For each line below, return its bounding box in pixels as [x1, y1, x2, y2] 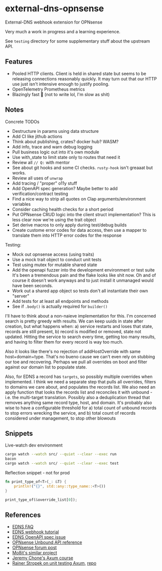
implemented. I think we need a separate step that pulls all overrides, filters [5, 378, 156, 385]
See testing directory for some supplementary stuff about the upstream [5, 38, 150, 44]
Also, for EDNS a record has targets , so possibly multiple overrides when [5, 373, 153, 379]
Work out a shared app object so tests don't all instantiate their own [12, 288, 148, 294]
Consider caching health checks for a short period [12, 206, 114, 212]
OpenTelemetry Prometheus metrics [12, 86, 85, 92]
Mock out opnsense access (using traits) [12, 251, 94, 257]
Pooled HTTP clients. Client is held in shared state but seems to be [12, 71, 146, 76]
